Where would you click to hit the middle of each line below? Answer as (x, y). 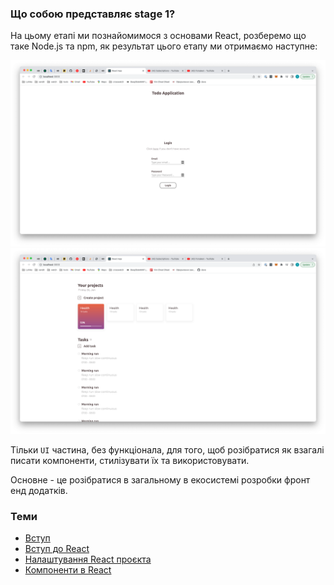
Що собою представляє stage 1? (93, 14)
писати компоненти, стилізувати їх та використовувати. (130, 460)
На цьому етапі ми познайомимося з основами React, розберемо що (158, 36)
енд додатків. (39, 490)
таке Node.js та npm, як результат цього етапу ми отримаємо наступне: (164, 46)
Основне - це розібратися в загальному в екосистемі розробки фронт (160, 479)
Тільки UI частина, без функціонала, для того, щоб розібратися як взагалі (167, 449)
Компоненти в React (68, 570)
